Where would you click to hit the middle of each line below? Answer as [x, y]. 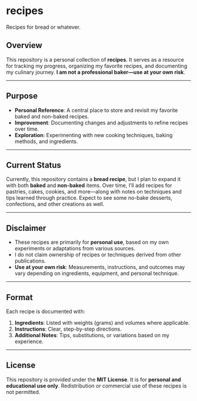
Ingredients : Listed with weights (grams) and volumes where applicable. [102, 323]
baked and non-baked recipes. [52, 116]
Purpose [22, 96]
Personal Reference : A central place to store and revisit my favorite [96, 110]
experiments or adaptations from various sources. [75, 249]
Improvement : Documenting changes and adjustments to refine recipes [101, 123]
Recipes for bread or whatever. [43, 27]
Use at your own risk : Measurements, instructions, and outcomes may [100, 267]
